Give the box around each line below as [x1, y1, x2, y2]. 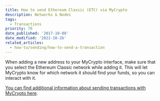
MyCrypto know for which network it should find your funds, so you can [5, 69, 155, 76]
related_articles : [5, 40, 44, 45]
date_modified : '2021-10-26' [5, 36, 67, 41]
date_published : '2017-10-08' [5, 31, 69, 36]
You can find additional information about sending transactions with [5, 84, 146, 91]
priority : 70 [5, 26, 33, 31]
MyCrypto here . [5, 90, 38, 96]
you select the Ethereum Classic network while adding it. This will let [5, 64, 148, 70]
